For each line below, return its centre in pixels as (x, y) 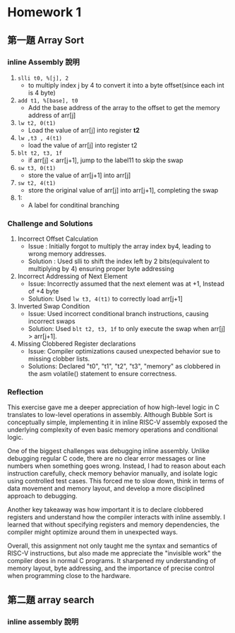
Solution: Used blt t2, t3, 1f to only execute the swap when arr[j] (127, 329)
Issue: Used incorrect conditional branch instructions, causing (119, 314)
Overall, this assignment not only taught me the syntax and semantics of (112, 546)
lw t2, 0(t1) (37, 123)
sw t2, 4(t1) (37, 183)
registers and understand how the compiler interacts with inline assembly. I (116, 517)
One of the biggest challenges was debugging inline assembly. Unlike (108, 451)
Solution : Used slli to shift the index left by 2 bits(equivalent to (119, 261)
